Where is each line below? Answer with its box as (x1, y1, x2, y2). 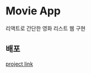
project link (5, 60, 34, 67)
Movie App (5, 4, 61, 18)
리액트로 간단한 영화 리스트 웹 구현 (5, 25, 86, 32)
